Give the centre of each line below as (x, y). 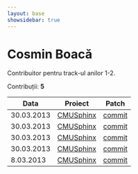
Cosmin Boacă (50, 54)
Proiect (77, 104)
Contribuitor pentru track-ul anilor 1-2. (61, 73)
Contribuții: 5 (26, 86)
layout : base (26, 13)
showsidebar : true (34, 20)
